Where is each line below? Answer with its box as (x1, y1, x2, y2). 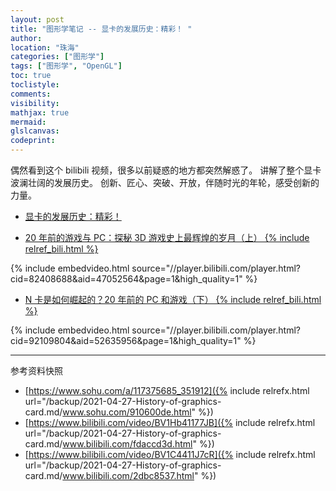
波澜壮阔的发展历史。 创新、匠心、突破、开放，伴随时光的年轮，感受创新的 (10, 177, 320, 188)
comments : (10, 89, 52, 99)
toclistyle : (10, 80, 60, 90)
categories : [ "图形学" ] (10, 52, 105, 62)
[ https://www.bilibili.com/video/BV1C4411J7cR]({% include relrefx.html (24, 449, 316, 460)
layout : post (10, 14, 65, 25)
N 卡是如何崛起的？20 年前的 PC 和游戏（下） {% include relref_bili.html (24, 294, 322, 305)
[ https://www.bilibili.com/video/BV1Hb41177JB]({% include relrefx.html (24, 417, 316, 428)
